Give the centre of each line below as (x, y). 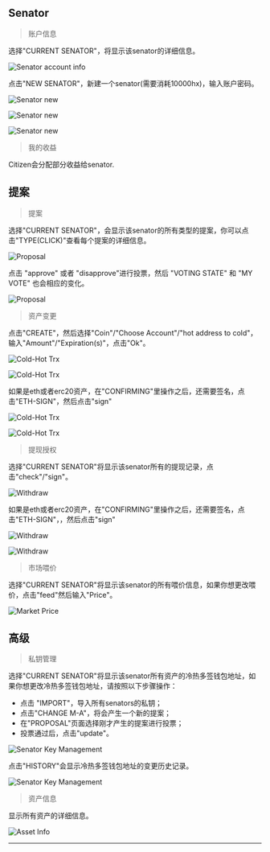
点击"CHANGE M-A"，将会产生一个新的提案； (95, 713)
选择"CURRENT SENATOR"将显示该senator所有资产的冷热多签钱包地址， (129, 676)
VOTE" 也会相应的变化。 (49, 283)
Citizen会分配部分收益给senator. (61, 164)
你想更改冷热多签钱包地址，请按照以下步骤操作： (96, 686)
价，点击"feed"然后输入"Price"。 (63, 595)
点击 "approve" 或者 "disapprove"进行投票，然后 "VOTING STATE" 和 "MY (131, 273)
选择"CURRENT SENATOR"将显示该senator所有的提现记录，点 (111, 467)
